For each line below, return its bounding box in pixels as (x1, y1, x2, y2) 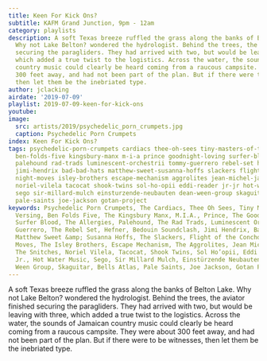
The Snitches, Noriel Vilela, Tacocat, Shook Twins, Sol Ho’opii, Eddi (15, 248, 258, 256)
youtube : (8, 108, 37, 116)
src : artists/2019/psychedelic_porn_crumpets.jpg (15, 122, 183, 130)
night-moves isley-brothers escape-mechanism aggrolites (15, 174, 208, 183)
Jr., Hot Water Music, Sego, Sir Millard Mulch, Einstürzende (15, 255, 226, 263)
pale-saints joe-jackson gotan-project (15, 196, 148, 204)
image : (8, 115, 30, 123)
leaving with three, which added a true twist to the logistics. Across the (8, 310, 241, 320)
